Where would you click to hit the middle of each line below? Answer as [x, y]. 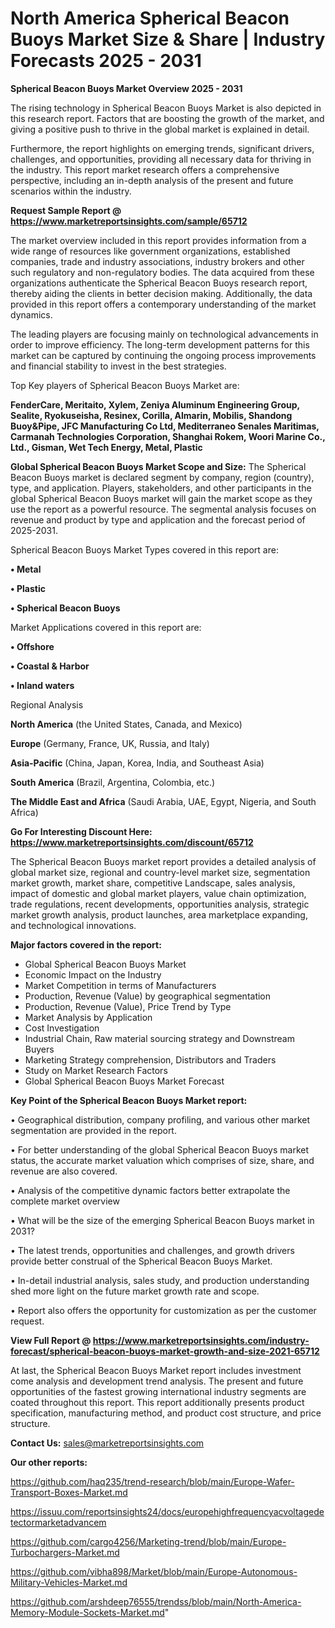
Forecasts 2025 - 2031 [106, 61]
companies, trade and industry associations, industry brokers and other [157, 261]
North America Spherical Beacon [150, 18]
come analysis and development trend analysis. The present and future [157, 1381]
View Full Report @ [51, 1340]
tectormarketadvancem [58, 1522]
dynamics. [31, 314]
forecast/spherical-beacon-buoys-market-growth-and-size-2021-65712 [165, 1351]
